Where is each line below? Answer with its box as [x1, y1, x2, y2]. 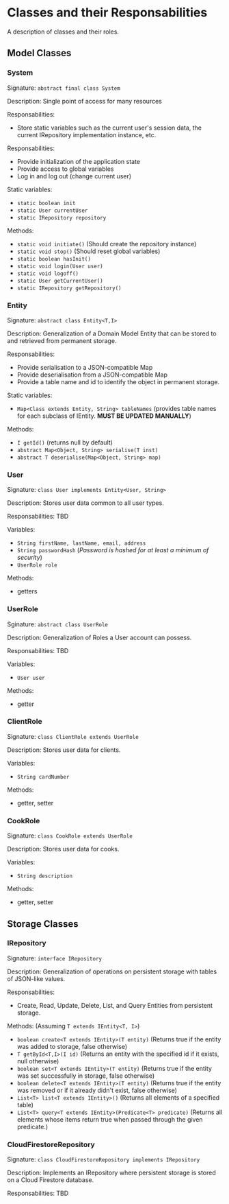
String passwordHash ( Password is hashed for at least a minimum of [16, 546, 209, 554]
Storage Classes [7, 918, 79, 930]
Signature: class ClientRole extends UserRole [7, 732, 139, 740]
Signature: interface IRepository [7, 954, 103, 962]
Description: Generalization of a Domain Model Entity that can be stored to [7, 329, 217, 338]
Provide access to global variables [16, 165, 114, 173]
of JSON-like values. [7, 974, 66, 982]
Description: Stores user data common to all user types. [7, 499, 164, 507]
